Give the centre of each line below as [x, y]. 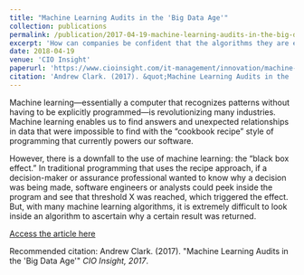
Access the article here [52, 233]
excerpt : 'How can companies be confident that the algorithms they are [149, 43]
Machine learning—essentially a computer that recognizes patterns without [149, 102]
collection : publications [58, 26]
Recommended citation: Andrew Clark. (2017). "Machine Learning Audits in [149, 251]
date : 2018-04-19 [42, 52]
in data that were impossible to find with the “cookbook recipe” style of [142, 131]
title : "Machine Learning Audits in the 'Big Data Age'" [119, 18]
